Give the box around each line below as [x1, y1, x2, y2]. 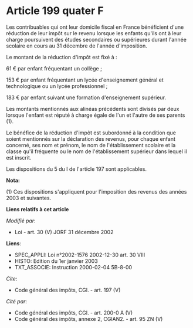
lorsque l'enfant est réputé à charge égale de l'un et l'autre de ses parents [6, 111, 185, 119]
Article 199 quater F [6, 4, 104, 18]
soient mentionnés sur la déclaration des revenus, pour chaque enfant [6, 135, 176, 142]
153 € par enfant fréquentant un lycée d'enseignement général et [6, 76, 164, 83]
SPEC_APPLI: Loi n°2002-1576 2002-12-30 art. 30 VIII [14, 251, 145, 258]
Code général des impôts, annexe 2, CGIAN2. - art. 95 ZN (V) [14, 315, 163, 322]
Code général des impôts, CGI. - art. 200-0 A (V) [14, 309, 133, 316]
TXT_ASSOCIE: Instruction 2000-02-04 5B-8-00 [14, 263, 133, 270]
